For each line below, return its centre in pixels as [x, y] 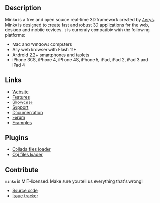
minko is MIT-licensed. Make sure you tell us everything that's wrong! [74, 181]
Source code [25, 191]
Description [23, 8]
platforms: [15, 35]
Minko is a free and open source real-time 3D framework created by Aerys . [80, 19]
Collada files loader [31, 149]
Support [20, 107]
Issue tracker [25, 196]
